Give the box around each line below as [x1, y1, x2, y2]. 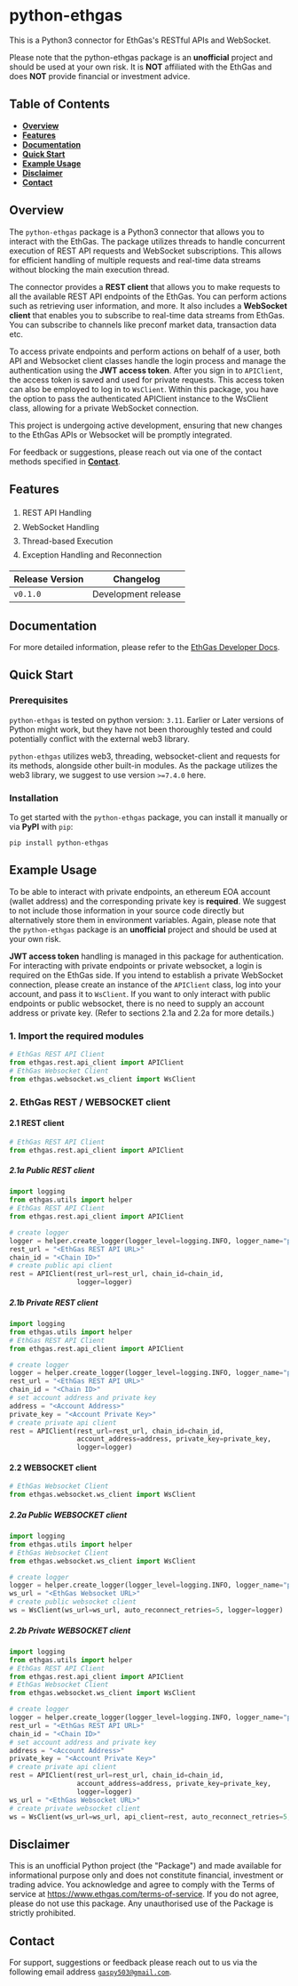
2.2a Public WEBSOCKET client [9, 1509, 128, 1520]
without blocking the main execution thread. [9, 264, 170, 275]
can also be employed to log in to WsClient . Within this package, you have [9, 383, 279, 394]
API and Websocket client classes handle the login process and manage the [9, 355, 286, 366]
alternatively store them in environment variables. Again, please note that [9, 914, 277, 925]
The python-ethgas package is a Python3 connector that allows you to [9, 226, 264, 237]
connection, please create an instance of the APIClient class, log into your [9, 979, 282, 990]
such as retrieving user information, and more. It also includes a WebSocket [9, 300, 288, 311]
